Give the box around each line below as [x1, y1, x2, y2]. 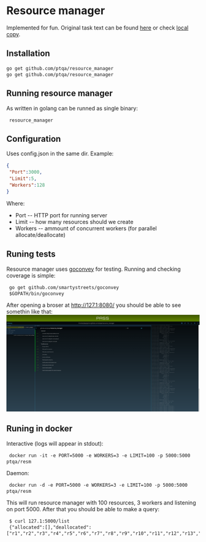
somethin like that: [6, 308, 53, 315]
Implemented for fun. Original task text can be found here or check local [6, 24, 189, 31]
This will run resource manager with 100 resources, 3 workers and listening [6, 498, 196, 506]
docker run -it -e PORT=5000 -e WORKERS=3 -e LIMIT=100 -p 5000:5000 [9, 452, 191, 459]
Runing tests [6, 249, 56, 260]
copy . [6, 30, 20, 37]
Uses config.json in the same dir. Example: [6, 150, 114, 157]
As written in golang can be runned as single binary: [6, 104, 138, 112]
